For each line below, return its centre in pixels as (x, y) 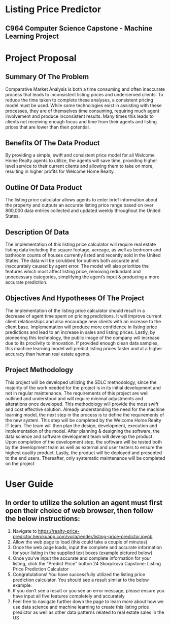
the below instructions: (43, 519)
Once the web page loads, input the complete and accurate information (87, 547)
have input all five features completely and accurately (69, 596)
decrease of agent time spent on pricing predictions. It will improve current (83, 316)
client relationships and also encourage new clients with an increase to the (83, 321)
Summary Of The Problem (47, 77)
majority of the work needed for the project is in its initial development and (83, 387)
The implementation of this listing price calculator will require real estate (81, 244)
